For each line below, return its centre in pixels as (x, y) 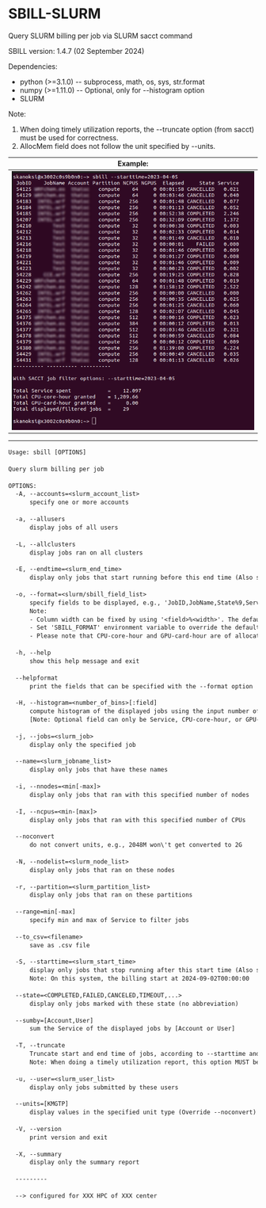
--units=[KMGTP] (42, 1104)
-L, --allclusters (46, 544)
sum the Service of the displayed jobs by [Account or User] (132, 1029)
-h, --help (33, 653)
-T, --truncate (40, 1046)
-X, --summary (38, 1154)
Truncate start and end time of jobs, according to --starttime (137, 1054)
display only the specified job (82, 745)
